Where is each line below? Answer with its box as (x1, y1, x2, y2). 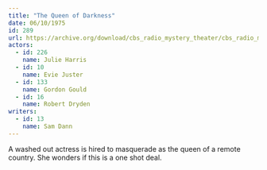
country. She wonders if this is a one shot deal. (8, 153, 162, 162)
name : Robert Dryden (22, 100, 91, 108)
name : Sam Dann (22, 122, 73, 130)
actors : (8, 41, 34, 49)
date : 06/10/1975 (8, 19, 66, 27)
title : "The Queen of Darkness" (8, 11, 115, 20)
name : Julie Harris (22, 56, 87, 64)
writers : (8, 108, 37, 116)
